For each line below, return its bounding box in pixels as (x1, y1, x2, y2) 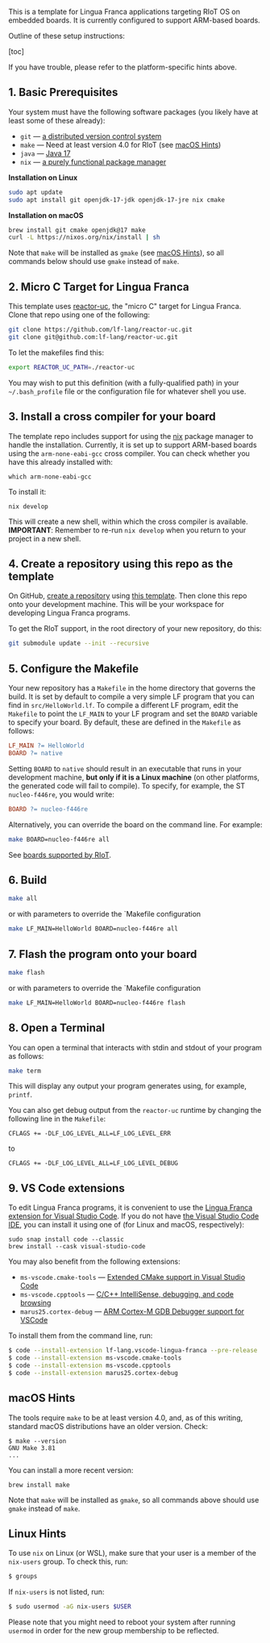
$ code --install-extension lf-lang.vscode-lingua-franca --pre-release (8, 1347, 258, 1355)
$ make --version (8, 1436, 67, 1445)
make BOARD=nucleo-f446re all (8, 835, 110, 843)
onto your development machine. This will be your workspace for (8, 600, 224, 609)
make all (8, 895, 38, 903)
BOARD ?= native (8, 749, 63, 757)
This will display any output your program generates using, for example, (8, 1081, 247, 1091)
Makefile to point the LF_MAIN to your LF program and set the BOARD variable (8, 709, 258, 719)
